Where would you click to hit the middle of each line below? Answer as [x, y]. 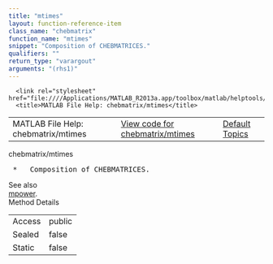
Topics [236, 133]
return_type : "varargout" [52, 62]
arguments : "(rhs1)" [43, 69]
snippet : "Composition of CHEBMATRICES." [80, 46]
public [61, 221]
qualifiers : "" [34, 54]
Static [24, 247]
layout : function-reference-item [65, 24]
